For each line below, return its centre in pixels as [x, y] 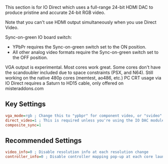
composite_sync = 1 [23, 125]
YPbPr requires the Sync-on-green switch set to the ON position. [79, 47]
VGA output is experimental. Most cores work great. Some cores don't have [83, 67]
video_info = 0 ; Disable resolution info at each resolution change [77, 152]
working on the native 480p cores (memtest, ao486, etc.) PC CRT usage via [83, 78]
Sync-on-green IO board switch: [38, 37]
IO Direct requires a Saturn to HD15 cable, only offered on [64, 83]
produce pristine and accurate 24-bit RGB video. [55, 12]
